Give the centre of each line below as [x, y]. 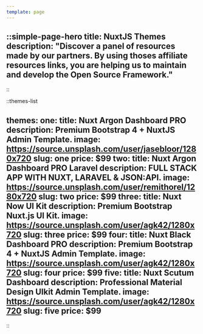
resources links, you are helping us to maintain [97, 66]
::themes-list [22, 101]
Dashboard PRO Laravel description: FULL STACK [102, 168]
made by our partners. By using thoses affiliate [97, 56]
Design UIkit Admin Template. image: [78, 292]
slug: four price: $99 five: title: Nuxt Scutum [109, 273]
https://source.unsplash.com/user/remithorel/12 [101, 187]
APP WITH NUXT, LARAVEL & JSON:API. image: [98, 177]
